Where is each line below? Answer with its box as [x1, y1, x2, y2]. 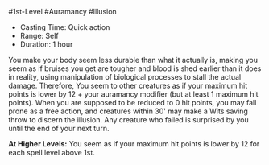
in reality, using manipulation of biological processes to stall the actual [8, 72, 242, 81]
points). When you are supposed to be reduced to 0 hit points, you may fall [8, 98, 257, 107]
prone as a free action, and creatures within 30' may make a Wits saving [8, 106, 248, 116]
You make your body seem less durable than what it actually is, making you [8, 56, 258, 64]
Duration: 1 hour [19, 39, 73, 49]
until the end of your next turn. [8, 124, 110, 133]
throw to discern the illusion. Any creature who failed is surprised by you [8, 115, 249, 124]
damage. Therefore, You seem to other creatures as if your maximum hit [8, 80, 248, 90]
